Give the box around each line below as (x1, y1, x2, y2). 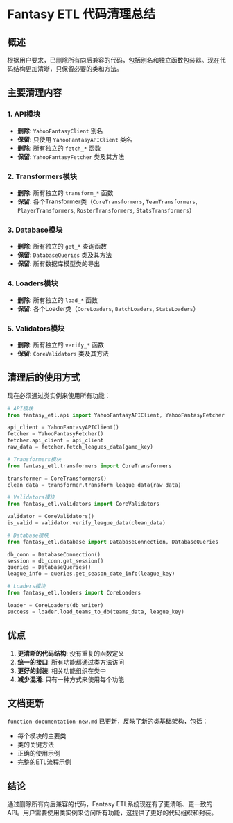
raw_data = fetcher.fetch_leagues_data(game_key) (7, 444, 154, 451)
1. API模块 (7, 109, 41, 119)
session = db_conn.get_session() (7, 557, 104, 565)
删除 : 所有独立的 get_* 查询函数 (17, 242, 107, 251)
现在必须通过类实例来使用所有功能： (7, 391, 111, 399)
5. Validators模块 (7, 324, 65, 333)
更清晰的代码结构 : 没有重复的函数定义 (17, 649, 125, 657)
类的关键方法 (17, 740, 54, 749)
